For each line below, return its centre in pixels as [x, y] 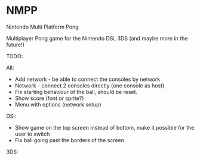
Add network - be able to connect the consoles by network [87, 79]
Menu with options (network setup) [58, 104]
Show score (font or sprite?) [49, 98]
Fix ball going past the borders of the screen [69, 140]
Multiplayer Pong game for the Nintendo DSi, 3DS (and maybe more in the [97, 38]
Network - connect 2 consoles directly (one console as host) [90, 85]
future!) [16, 45]
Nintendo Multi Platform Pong [42, 27]
